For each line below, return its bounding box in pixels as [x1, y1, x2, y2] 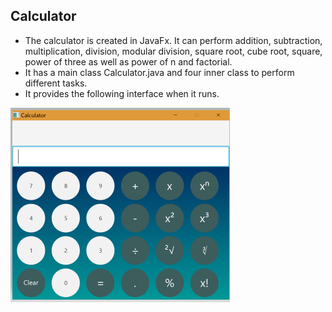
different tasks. [24, 77, 88, 89]
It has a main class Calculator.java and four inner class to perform [24, 66, 295, 78]
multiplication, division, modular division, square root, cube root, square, [24, 45, 323, 57]
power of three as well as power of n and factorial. [24, 55, 233, 68]
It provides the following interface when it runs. [24, 87, 220, 99]
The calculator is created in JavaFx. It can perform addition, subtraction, [24, 34, 323, 46]
